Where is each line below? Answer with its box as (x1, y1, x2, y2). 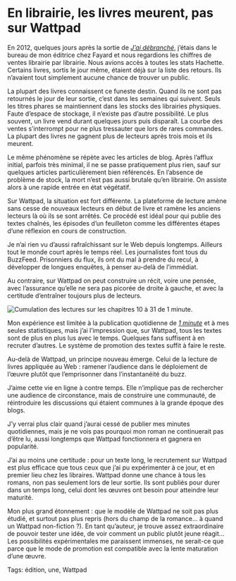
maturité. (7, 493, 34, 501)
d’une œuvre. (7, 551, 46, 560)
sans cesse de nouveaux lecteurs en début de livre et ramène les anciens (7, 204, 221, 212)
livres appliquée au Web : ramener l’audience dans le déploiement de (7, 362, 208, 371)
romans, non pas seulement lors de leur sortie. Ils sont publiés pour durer (7, 478, 221, 487)
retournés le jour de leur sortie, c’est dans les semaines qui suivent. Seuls (7, 94, 221, 103)
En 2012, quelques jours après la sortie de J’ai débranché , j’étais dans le (7, 43, 217, 51)
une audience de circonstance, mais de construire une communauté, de (7, 391, 216, 399)
